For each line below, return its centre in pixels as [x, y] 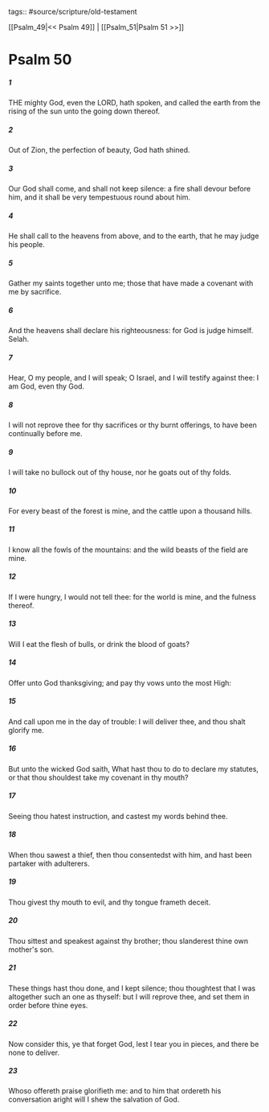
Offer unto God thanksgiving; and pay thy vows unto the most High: [120, 682]
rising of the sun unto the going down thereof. [84, 111]
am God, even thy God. [47, 386]
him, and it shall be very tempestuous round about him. [100, 197]
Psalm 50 [40, 60]
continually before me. [45, 433]
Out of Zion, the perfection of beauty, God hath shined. [99, 150]
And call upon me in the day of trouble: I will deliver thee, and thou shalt [127, 721]
